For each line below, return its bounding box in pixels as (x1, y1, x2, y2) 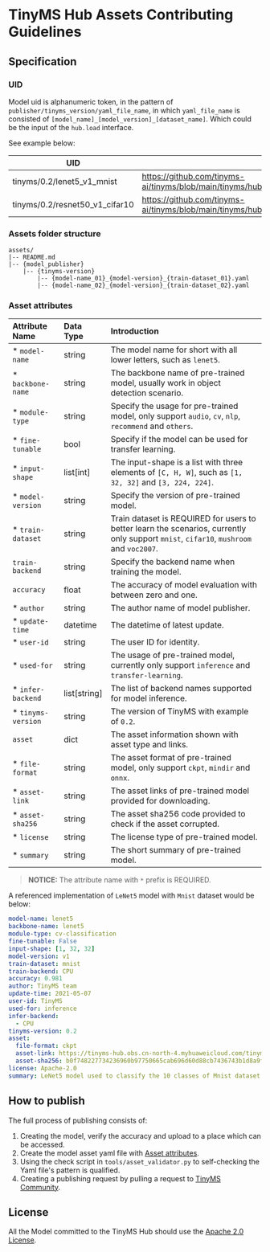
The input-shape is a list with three (110, 456, 243, 468)
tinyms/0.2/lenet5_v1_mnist (12, 175, 118, 186)
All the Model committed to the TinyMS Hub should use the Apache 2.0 (8, 1227, 243, 1237)
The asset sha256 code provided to (110, 808, 246, 820)
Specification (8, 55, 77, 68)
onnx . (110, 772, 130, 784)
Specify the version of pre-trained (110, 490, 241, 501)
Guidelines (8, 23, 82, 41)
